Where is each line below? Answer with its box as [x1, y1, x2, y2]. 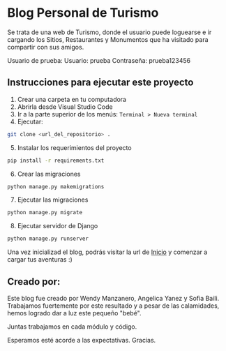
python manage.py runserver [7, 235, 89, 242]
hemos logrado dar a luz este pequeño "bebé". [7, 308, 142, 317]
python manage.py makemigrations [7, 183, 105, 190]
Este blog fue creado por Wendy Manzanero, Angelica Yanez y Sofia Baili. [7, 294, 220, 302]
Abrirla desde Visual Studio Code [17, 103, 113, 111]
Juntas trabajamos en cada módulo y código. [7, 322, 137, 331]
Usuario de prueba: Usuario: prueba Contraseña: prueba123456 [7, 56, 190, 64]
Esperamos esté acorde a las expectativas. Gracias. [7, 336, 156, 344]
